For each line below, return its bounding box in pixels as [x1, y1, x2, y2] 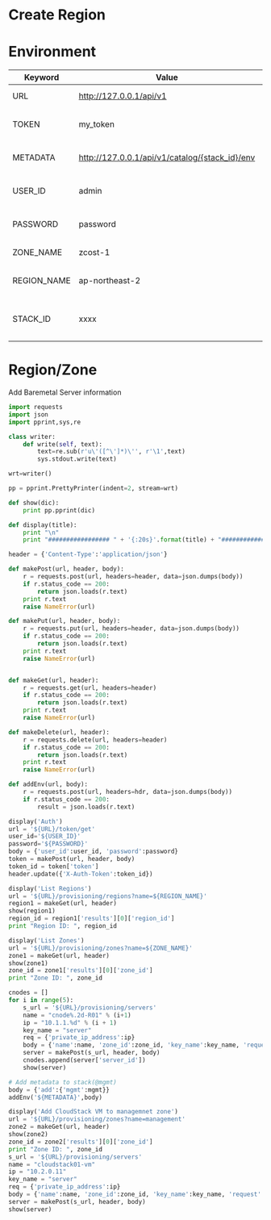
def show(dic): [8, 499, 60, 507]
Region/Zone [8, 361, 98, 379]
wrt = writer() [8, 470, 52, 478]
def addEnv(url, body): [8, 780, 89, 788]
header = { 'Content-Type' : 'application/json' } [8, 550, 168, 558]
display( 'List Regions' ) [8, 884, 92, 892]
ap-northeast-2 [78, 275, 141, 286]
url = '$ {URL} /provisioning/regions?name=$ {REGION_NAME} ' [8, 892, 207, 900]
